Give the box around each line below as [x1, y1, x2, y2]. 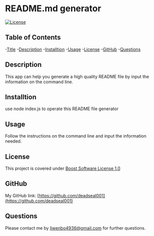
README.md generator [5, 3, 102, 14]
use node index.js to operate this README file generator [5, 106, 119, 112]
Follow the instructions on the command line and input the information [5, 133, 147, 139]
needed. [5, 138, 22, 144]
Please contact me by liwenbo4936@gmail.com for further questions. [5, 225, 146, 231]
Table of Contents [5, 33, 61, 42]
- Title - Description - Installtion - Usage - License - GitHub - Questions [5, 46, 141, 52]
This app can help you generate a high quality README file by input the [5, 73, 150, 79]
